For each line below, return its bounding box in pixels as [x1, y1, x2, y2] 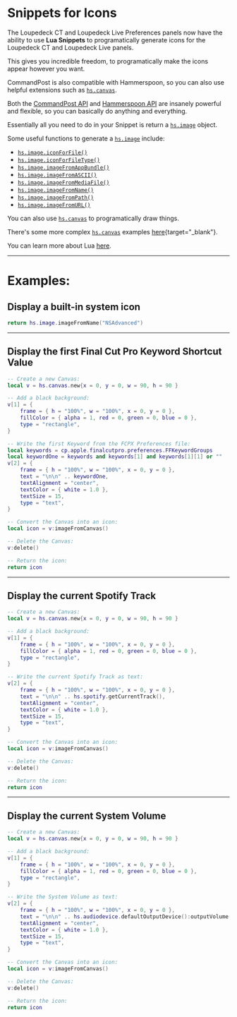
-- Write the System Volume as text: [7, 893, 119, 901]
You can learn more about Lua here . [7, 241, 111, 250]
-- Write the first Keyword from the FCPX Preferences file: [7, 440, 191, 447]
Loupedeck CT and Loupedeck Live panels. [7, 43, 134, 52]
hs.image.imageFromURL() [17, 201, 91, 209]
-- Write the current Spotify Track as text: [7, 673, 143, 680]
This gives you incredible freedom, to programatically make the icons [7, 56, 209, 65]
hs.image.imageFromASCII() [17, 171, 97, 179]
